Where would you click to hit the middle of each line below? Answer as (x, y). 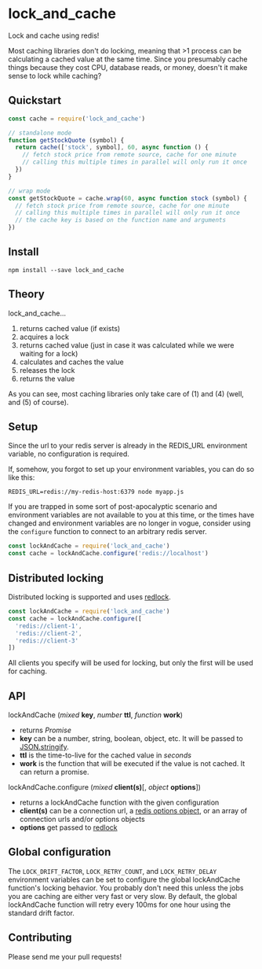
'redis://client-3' (47, 641)
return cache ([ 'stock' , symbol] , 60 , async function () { (112, 147)
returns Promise (45, 730)
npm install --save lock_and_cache (66, 270)
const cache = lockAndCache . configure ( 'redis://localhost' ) (109, 554)
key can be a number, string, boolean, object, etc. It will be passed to (131, 739)
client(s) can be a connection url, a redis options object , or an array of (133, 811)
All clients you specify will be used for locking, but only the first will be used (131, 663)
